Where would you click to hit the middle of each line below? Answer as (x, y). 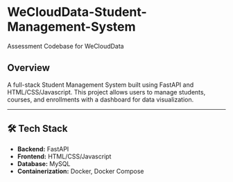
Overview (29, 68)
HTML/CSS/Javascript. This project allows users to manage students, (106, 92)
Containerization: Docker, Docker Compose (80, 171)
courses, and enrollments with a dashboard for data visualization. (101, 99)
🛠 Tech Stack (37, 129)
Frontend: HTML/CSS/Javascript (64, 156)
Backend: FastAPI (43, 149)
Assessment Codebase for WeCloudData (66, 46)
